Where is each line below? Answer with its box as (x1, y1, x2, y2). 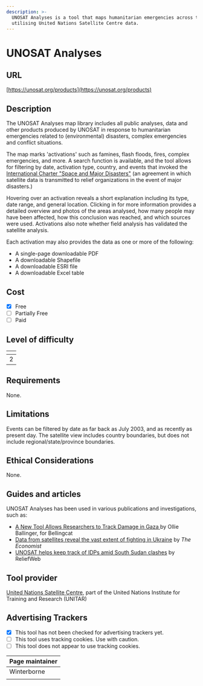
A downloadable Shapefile (14, 256, 81, 264)
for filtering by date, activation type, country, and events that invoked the (6, 164, 188, 171)
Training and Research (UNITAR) (6, 595, 88, 603)
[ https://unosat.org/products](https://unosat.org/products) (6, 86, 152, 94)
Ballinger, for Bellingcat (14, 529, 73, 537)
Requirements (6, 375, 60, 386)
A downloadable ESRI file (14, 263, 78, 270)
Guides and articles (6, 489, 82, 499)
